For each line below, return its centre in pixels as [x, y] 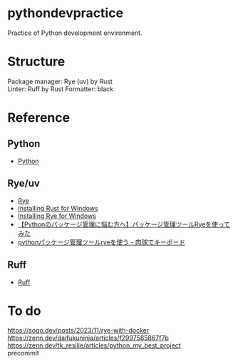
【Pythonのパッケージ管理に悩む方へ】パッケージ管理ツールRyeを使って [124, 224]
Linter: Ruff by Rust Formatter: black [61, 89]
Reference [38, 118]
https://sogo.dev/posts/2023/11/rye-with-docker [78, 331]
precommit [23, 353]
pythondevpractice [65, 13]
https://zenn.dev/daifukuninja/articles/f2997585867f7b [88, 338]
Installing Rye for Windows [57, 216]
